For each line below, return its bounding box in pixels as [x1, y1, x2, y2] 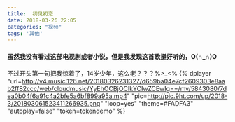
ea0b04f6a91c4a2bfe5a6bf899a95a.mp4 [7, 92, 127, 100]
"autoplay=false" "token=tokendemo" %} [7, 107, 126, 116]
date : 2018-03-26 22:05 [7, 17, 77, 24]
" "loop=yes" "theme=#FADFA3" [100, 100, 194, 108]
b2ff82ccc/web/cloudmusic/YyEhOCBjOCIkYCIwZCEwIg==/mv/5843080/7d [7, 85, 227, 93]
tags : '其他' [7, 29, 43, 37]
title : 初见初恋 [7, 10, 54, 18]
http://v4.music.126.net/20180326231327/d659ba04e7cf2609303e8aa [21, 77, 226, 86]
